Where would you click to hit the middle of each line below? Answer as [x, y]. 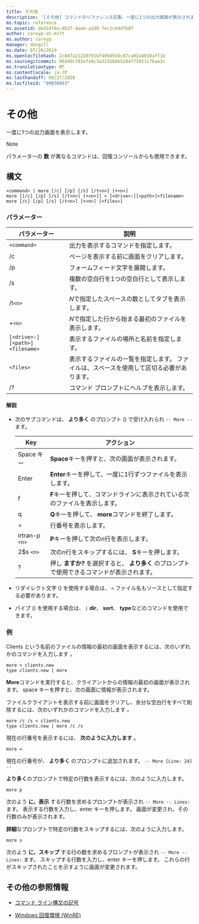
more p [14, 790]
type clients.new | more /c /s [45, 726]
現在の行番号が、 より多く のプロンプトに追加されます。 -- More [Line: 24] [99, 761]
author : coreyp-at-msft [36, 34]
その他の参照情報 [37, 887]
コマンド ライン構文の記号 [46, 903]
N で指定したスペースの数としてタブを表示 [127, 299]
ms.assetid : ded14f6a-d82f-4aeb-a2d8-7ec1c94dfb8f [70, 28]
